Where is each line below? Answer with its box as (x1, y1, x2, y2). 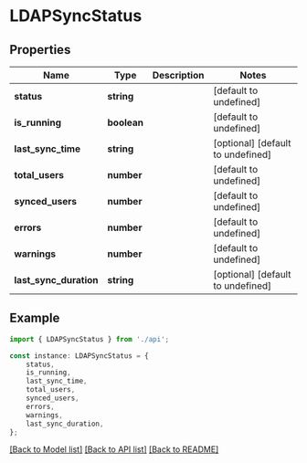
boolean (107, 116, 144, 129)
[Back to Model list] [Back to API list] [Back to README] (9, 444, 219, 455)
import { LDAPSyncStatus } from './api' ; (9, 334, 170, 343)
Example (9, 310, 60, 326)
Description (152, 69, 205, 81)
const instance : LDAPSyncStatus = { (9, 351, 149, 361)
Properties (9, 42, 71, 58)
